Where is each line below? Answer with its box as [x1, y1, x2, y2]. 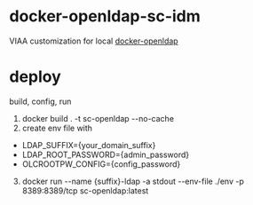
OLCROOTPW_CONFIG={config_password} [21, 158, 181, 170]
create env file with [21, 122, 93, 133]
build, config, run [9, 96, 72, 106]
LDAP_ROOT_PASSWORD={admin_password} [21, 149, 190, 160]
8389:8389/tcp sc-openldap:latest [21, 185, 149, 196]
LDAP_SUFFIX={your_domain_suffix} [21, 139, 156, 150]
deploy [9, 67, 62, 87]
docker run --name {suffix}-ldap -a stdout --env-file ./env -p [21, 176, 244, 186]
